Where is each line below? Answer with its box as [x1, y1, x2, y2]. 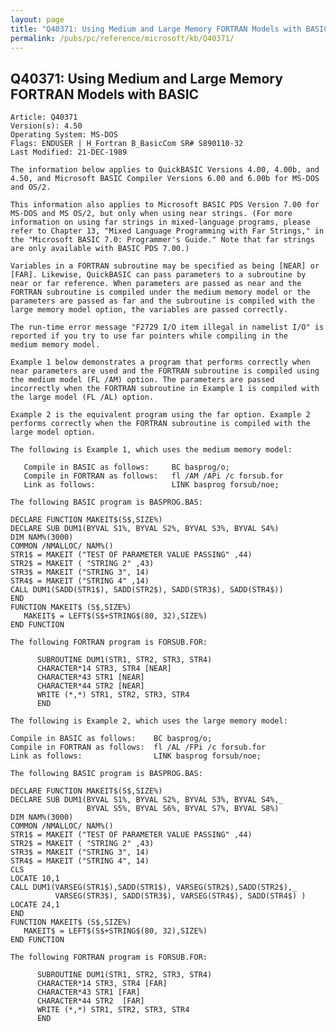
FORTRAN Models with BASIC [10, 86, 200, 103]
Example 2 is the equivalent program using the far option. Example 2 [10, 410, 311, 420]
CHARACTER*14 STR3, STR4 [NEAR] [36, 664, 172, 674]
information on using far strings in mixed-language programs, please [10, 217, 311, 228]
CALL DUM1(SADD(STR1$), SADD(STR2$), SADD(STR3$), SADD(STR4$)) [10, 585, 284, 595]
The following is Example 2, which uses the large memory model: [10, 716, 288, 726]
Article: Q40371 [10, 112, 78, 123]
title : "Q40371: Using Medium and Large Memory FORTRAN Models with [10, 24, 302, 34]
